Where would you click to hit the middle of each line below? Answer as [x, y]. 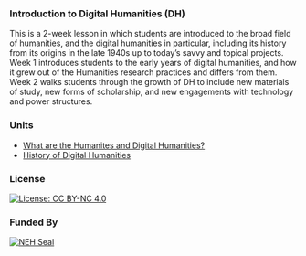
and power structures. [51, 101]
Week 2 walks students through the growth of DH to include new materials [149, 82]
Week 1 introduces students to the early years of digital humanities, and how [153, 63]
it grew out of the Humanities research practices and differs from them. [143, 72]
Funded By [34, 222]
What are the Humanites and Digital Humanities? [114, 145]
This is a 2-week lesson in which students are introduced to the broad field [150, 34]
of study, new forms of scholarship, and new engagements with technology [152, 92]
